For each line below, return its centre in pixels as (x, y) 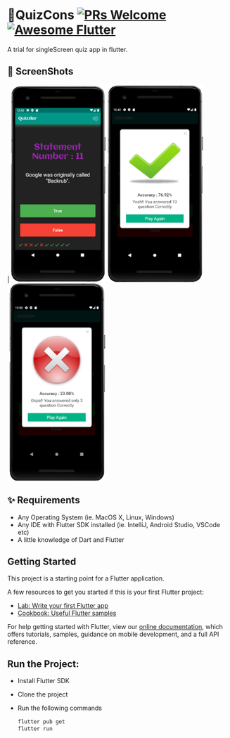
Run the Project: (43, 664)
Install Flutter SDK (44, 681)
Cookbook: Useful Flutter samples (67, 613)
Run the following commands (59, 708)
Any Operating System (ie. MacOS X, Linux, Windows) (96, 517)
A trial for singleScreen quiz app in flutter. (68, 49)
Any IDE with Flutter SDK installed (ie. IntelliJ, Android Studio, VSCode (119, 524)
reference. (22, 642)
